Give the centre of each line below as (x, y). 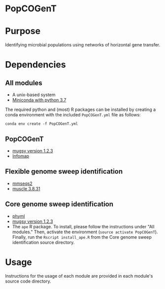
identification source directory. (43, 242)
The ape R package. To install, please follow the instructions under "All (83, 226)
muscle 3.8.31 (26, 188)
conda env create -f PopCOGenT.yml (42, 124)
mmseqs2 (22, 183)
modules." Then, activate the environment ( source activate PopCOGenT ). (85, 232)
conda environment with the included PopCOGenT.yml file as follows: (73, 115)
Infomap (21, 156)
